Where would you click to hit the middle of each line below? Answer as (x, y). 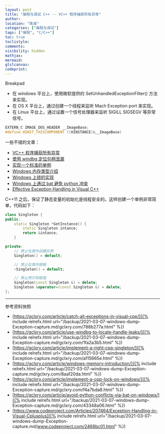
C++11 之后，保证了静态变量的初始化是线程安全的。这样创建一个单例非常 (79, 199)
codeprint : (16, 70)
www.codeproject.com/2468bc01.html (76, 426)
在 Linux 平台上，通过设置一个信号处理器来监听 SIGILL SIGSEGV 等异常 (84, 112)
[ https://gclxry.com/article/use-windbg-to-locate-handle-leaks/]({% (81, 332)
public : (13, 219)
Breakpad (15, 83)
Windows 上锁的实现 (33, 177)
